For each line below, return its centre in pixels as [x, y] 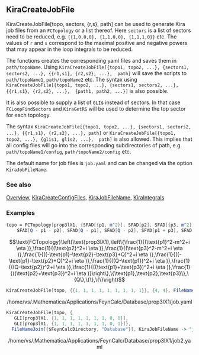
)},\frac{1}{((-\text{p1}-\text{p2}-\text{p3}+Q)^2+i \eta [83, 254]
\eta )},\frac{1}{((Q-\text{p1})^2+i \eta [120, 261]
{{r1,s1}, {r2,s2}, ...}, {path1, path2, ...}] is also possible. [87, 91]
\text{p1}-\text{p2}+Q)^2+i [41, 261]
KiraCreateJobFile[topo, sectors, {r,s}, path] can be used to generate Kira [96, 24]
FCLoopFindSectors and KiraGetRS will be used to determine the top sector [96, 108]
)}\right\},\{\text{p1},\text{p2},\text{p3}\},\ [138, 273]
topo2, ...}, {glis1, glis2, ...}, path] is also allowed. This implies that [99, 139]
